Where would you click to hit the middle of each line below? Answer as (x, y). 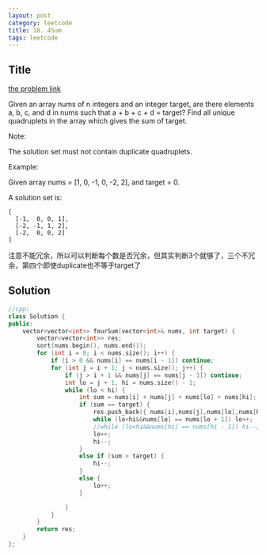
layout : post (30, 15)
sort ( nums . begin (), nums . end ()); (92, 346)
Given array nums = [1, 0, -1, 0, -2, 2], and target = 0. (94, 182)
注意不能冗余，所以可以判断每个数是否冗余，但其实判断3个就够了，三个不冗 (132, 256)
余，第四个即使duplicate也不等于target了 (74, 265)
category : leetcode (40, 23)
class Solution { (37, 316)
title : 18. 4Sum (35, 30)
